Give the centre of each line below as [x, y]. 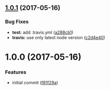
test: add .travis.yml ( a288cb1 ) [43, 32]
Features [16, 72]
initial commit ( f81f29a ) [35, 83]
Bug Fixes [17, 22]
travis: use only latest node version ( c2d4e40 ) [59, 37]
